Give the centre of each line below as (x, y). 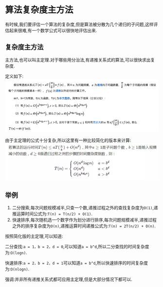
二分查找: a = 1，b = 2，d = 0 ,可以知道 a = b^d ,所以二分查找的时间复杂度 (77, 247)
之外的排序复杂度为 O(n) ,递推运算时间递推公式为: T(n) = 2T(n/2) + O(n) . (84, 226)
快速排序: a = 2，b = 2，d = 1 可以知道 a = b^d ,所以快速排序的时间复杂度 (77, 263)
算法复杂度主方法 (39, 10)
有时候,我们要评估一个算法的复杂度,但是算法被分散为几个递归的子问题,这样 (80, 24)
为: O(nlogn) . (17, 269)
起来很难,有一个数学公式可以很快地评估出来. (53, 30)
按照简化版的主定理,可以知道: (34, 236)
